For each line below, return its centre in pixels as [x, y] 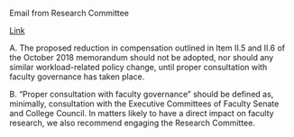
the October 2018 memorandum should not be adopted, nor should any [142, 57]
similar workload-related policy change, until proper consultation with [138, 67]
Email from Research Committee [69, 13]
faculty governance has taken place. [77, 77]
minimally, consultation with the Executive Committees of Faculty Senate [144, 104]
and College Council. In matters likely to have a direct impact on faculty [142, 113]
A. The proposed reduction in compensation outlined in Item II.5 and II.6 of [147, 48]
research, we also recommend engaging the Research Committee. [132, 123]
